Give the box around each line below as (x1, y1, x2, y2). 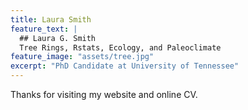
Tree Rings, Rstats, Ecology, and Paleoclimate (19, 42, 222, 53)
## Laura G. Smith (19, 33, 97, 43)
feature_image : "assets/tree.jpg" (10, 52, 155, 62)
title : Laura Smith (10, 14, 92, 25)
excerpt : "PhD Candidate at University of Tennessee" (10, 61, 240, 71)
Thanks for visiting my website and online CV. (10, 89, 198, 100)
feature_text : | (10, 24, 78, 34)
